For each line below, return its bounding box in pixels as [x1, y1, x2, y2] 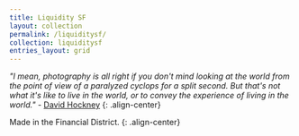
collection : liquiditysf [9, 38, 103, 47]
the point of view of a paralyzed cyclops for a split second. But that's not [9, 81, 281, 91]
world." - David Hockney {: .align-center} [9, 99, 161, 110]
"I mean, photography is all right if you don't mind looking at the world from [9, 71, 290, 81]
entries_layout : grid [9, 47, 91, 55]
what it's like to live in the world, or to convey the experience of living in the [9, 90, 290, 101]
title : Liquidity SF [9, 13, 87, 22]
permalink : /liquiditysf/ [9, 30, 106, 38]
